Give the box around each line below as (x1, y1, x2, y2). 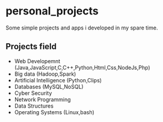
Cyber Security (14, 89, 52, 97)
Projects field (5, 41, 57, 52)
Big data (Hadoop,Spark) (14, 70, 76, 78)
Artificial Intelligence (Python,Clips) (14, 76, 102, 84)
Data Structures (14, 102, 54, 109)
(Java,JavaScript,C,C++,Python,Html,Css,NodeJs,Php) (14, 64, 151, 71)
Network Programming (14, 96, 71, 103)
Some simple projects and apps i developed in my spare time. (5, 24, 158, 31)
